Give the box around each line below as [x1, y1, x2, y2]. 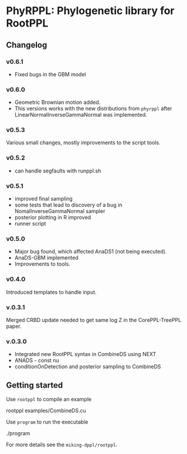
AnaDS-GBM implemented [14, 254, 79, 262]
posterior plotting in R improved [14, 214, 91, 221]
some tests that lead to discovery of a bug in [14, 201, 123, 209]
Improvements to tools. [14, 260, 70, 267]
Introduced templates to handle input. [6, 289, 97, 296]
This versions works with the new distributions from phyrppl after [14, 105, 172, 112]
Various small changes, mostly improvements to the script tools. [6, 139, 161, 146]
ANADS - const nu [14, 357, 60, 364]
